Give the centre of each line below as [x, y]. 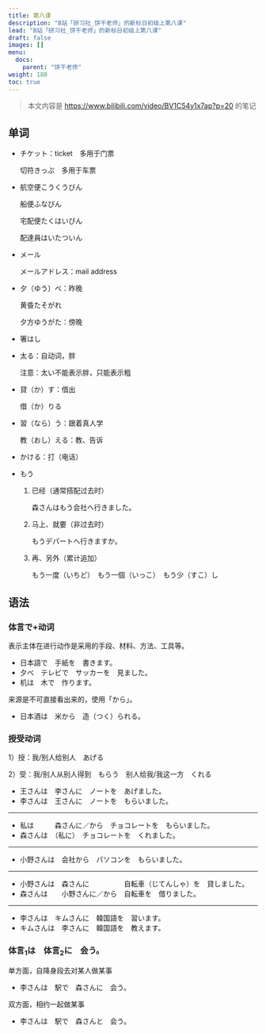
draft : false [30, 38]
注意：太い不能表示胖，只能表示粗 [75, 373]
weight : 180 [28, 75]
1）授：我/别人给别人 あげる [56, 758]
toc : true [25, 82]
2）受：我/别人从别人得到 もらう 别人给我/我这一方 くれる [110, 774]
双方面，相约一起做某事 [46, 1004]
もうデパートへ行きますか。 [76, 541]
